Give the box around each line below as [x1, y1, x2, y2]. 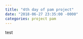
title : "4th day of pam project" [5, 7, 74, 12]
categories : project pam [5, 16, 56, 21]
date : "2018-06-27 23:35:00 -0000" [5, 12, 79, 17]
